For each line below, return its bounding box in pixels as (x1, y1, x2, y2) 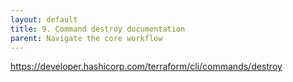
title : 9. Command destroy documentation (10, 24, 186, 34)
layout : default (10, 14, 78, 25)
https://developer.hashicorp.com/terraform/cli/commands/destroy (10, 61, 283, 73)
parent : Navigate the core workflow (10, 33, 163, 43)
